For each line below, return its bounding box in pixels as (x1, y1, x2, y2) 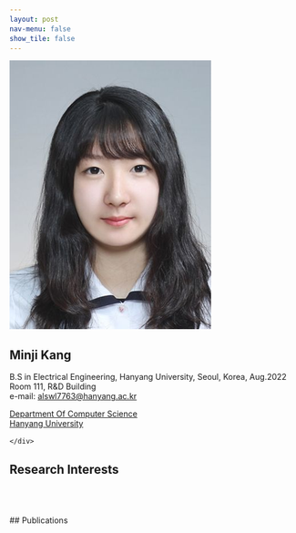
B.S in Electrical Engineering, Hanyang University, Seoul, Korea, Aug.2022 (9, 372, 287, 383)
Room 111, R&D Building (9, 381, 97, 392)
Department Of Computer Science (9, 408, 138, 419)
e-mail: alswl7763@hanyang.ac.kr (9, 391, 138, 402)
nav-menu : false (9, 24, 71, 34)
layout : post (9, 15, 59, 24)
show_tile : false (9, 34, 76, 43)
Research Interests (9, 461, 119, 477)
